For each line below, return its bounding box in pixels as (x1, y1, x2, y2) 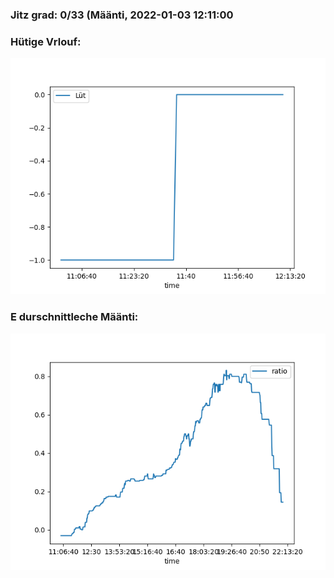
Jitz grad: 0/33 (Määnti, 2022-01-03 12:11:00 (10, 8, 234, 22)
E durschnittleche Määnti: (10, 310, 139, 324)
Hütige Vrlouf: (10, 34, 82, 48)
